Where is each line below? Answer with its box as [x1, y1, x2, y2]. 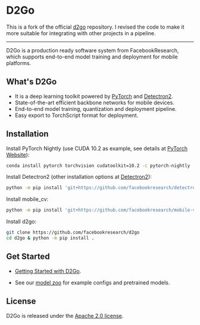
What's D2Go [6, 77, 57, 87]
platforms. [6, 59, 32, 66]
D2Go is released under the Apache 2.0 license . [6, 312, 124, 319]
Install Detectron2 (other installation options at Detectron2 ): [6, 174, 152, 181]
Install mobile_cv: [6, 196, 49, 203]
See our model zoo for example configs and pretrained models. [14, 278, 170, 286]
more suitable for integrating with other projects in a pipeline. [6, 29, 156, 36]
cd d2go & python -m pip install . [6, 235, 95, 242]
